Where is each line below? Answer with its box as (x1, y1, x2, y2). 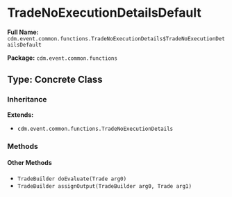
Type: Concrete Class (7, 74, 103, 86)
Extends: (7, 110, 34, 119)
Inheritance (7, 95, 47, 104)
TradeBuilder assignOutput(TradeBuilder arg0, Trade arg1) (17, 182, 192, 189)
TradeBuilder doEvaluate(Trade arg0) (17, 175, 127, 182)
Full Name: (7, 28, 39, 36)
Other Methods (7, 159, 52, 167)
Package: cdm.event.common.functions (7, 54, 118, 62)
